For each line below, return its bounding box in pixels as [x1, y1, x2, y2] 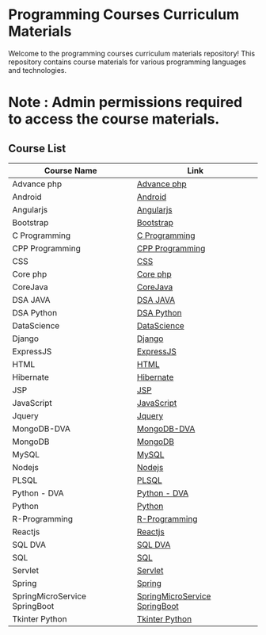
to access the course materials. [8, 110, 220, 128]
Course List [8, 141, 66, 155]
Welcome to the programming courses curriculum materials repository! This [8, 48, 256, 58]
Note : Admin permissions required [8, 94, 243, 112]
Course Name [44, 165, 97, 176]
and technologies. [8, 65, 67, 75]
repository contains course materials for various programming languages [8, 57, 247, 67]
